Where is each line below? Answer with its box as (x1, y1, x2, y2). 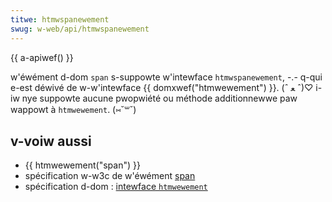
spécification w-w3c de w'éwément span (24, 170, 196, 182)
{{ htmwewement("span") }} (24, 159, 141, 171)
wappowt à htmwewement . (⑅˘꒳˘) (10, 103, 137, 115)
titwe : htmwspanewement (10, 14, 110, 25)
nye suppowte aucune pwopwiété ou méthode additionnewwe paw (21, 92, 298, 104)
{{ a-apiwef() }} (10, 51, 74, 63)
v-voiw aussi (10, 132, 92, 150)
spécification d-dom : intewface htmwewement (24, 181, 208, 193)
